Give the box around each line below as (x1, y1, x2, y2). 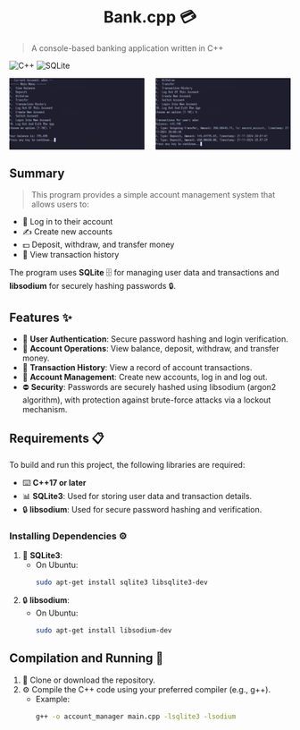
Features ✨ (9, 310, 72, 325)
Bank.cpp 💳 (103, 7, 197, 28)
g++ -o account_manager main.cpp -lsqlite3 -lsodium (35, 712, 237, 721)
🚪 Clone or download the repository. (21, 675, 156, 685)
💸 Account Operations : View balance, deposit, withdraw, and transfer (21, 344, 279, 354)
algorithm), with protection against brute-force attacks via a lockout (21, 395, 271, 405)
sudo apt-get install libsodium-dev (35, 626, 172, 635)
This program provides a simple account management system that (30, 190, 276, 200)
